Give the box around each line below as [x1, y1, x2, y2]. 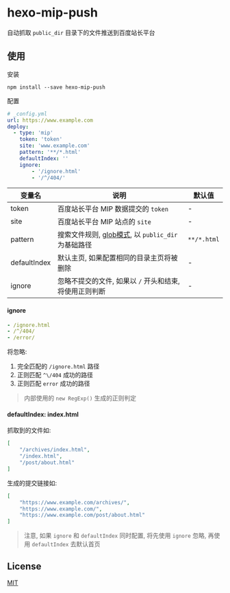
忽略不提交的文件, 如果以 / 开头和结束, [57, 276, 180, 286]
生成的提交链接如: [7, 479, 57, 487]
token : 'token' [19, 136, 63, 143]
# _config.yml [7, 110, 48, 118]
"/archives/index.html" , [19, 447, 90, 454]
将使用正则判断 [57, 287, 106, 296]
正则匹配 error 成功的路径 [16, 379, 90, 388]
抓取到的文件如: [7, 426, 51, 434]
